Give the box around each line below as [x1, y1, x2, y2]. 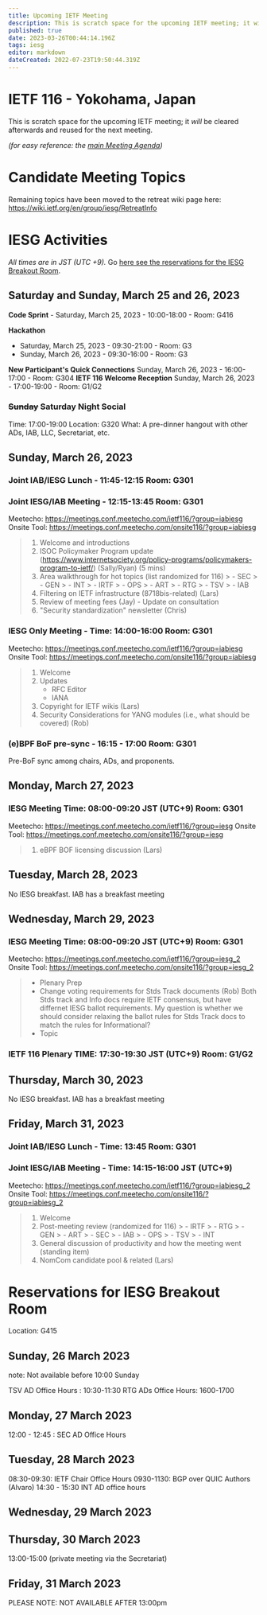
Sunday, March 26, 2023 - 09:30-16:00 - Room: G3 [19, 349, 188, 359]
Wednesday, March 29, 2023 [8, 912, 155, 925]
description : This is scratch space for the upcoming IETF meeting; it [8, 19, 250, 27]
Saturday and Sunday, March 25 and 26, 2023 [8, 289, 240, 302]
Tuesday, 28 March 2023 [8, 1453, 135, 1466]
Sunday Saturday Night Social [8, 401, 126, 412]
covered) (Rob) [39, 718, 90, 728]
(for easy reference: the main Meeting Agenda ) [8, 140, 163, 150]
